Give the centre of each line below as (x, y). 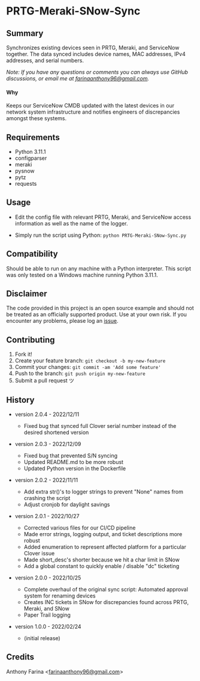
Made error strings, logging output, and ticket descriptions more (103, 534)
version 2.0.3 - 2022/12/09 (48, 444)
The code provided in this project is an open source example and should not (100, 308)
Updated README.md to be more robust (74, 462)
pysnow (25, 171)
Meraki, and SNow (47, 609)
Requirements (33, 137)
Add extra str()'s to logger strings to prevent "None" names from (104, 492)
